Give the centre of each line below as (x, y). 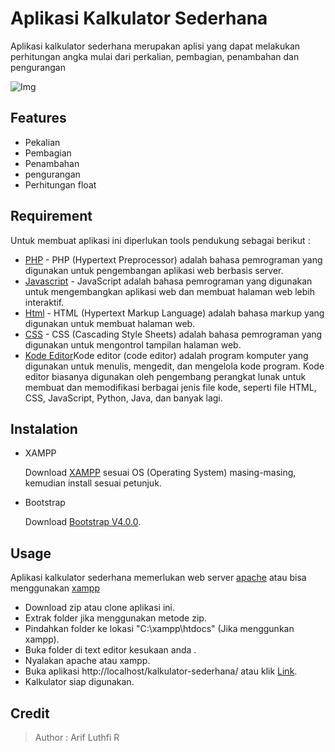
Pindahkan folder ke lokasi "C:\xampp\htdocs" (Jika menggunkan (159, 629)
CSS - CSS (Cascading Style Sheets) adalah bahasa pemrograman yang (173, 334)
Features (38, 118)
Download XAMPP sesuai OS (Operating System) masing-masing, (160, 473)
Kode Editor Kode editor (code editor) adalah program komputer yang (166, 355)
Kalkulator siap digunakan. (79, 682)
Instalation (44, 428)
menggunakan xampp (55, 588)
